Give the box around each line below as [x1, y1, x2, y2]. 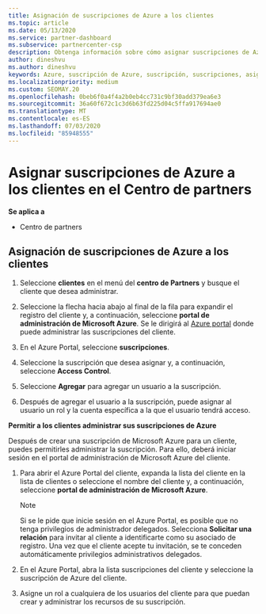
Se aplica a [8, 207, 45, 216]
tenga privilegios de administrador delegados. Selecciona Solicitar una [19, 524, 252, 534]
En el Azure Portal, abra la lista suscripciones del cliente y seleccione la [19, 565, 253, 574]
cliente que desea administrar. [19, 287, 119, 296]
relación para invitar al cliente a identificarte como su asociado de [19, 532, 236, 543]
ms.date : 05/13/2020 [8, 26, 77, 34]
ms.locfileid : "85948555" [8, 129, 93, 137]
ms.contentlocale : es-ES [8, 115, 90, 123]
